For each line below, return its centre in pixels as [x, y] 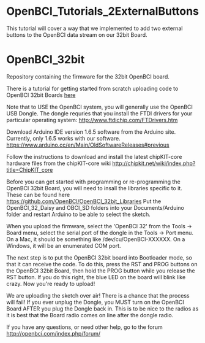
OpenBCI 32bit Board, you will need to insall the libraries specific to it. [94, 188]
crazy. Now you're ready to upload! [51, 283]
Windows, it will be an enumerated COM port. [64, 245]
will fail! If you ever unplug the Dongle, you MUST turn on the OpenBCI [95, 302]
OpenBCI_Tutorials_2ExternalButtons [102, 11]
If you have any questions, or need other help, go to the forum [85, 327]
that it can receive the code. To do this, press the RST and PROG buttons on [102, 264]
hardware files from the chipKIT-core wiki [59, 163]
